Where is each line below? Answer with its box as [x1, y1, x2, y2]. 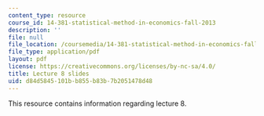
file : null [8, 33, 44, 42]
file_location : [8, 41, 58, 49]
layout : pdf [8, 56, 47, 63]
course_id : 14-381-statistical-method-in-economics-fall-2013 [8, 19, 216, 27]
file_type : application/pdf [8, 48, 101, 56]
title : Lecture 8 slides [8, 70, 90, 78]
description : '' [8, 26, 61, 34]
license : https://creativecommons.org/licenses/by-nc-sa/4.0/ [8, 63, 216, 71]
